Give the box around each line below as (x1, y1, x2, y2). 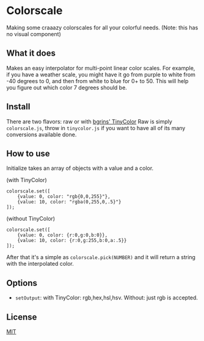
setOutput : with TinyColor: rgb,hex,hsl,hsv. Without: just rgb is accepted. (15, 294, 199, 301)
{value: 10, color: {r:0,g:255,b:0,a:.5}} (17, 238, 127, 244)
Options (6, 277, 38, 288)
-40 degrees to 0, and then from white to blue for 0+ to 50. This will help (6, 77, 189, 84)
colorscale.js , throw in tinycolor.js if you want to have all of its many (6, 124, 186, 131)
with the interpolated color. (6, 260, 75, 268)
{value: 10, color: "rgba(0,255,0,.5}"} (17, 199, 122, 205)
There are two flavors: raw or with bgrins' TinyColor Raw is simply (6, 117, 173, 125)
